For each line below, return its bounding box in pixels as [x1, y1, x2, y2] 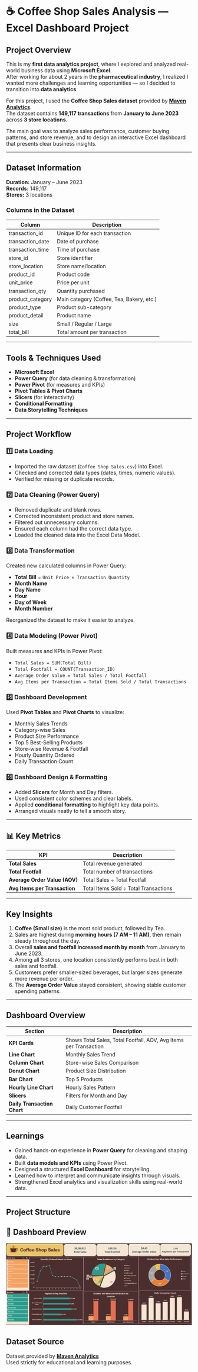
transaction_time [8, 246, 49, 253]
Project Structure [6, 1207, 71, 1217]
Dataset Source [6, 1336, 64, 1347]
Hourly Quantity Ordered [14, 751, 75, 759]
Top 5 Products [65, 1075, 103, 1082]
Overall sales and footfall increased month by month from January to [14, 943, 186, 950]
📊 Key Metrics [6, 831, 61, 841]
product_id [8, 271, 35, 278]
